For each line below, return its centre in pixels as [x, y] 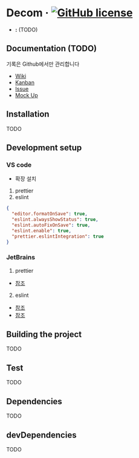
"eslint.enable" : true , [41, 231]
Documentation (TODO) [52, 49]
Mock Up [26, 95]
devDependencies [41, 435]
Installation [28, 114]
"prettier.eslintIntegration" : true [58, 236]
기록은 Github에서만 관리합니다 [43, 64]
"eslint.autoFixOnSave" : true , [51, 225]
